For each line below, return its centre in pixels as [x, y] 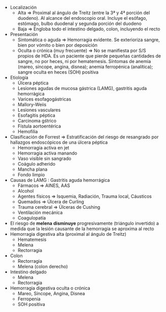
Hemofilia [28, 131]
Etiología [19, 77]
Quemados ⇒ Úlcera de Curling [51, 202]
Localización [23, 7]
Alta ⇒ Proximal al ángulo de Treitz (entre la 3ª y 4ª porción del [84, 13]
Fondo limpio [31, 175]
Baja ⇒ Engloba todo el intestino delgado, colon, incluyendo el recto [89, 29]
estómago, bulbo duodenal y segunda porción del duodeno [80, 23]
